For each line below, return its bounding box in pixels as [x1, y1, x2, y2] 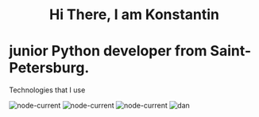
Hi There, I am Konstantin [48, 6, 220, 24]
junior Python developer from [9, 42, 207, 60]
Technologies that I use [9, 85, 86, 95]
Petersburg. [9, 59, 90, 77]
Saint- [210, 42, 252, 60]
